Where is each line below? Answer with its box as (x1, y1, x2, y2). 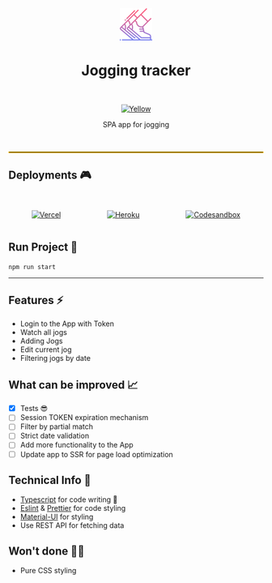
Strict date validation (19, 431, 90, 441)
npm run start (8, 263, 57, 271)
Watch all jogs (19, 328, 67, 337)
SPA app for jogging (102, 119, 170, 129)
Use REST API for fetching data (19, 521, 125, 530)
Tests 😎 (19, 404, 49, 414)
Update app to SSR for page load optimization (19, 449, 174, 459)
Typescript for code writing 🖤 (19, 495, 118, 504)
